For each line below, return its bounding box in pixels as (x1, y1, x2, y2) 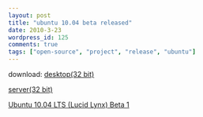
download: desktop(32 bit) (8, 70, 95, 79)
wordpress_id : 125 (8, 33, 69, 42)
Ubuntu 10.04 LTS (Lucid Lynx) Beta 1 (8, 100, 130, 109)
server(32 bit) (8, 85, 53, 94)
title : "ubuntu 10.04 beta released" (8, 19, 133, 27)
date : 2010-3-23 (8, 26, 62, 34)
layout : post (8, 11, 51, 20)
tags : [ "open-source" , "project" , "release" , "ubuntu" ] (8, 48, 196, 56)
